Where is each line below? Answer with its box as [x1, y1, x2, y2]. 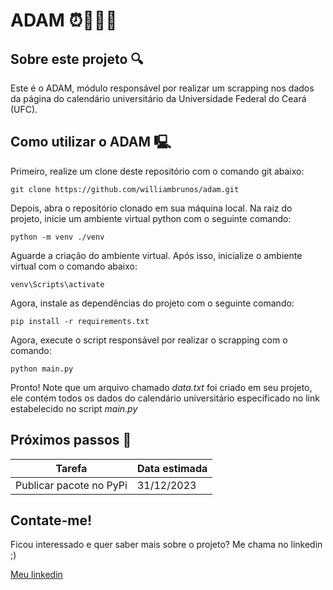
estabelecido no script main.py [10, 402, 138, 414]
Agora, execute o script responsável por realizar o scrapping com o [10, 334, 288, 346]
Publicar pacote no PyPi [15, 478, 128, 492]
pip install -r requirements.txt [10, 316, 150, 326]
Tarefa [55, 461, 88, 475]
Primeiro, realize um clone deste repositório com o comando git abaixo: [10, 165, 305, 177]
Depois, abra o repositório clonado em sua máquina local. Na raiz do [10, 202, 293, 214]
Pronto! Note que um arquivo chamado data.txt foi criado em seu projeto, [10, 381, 313, 393]
